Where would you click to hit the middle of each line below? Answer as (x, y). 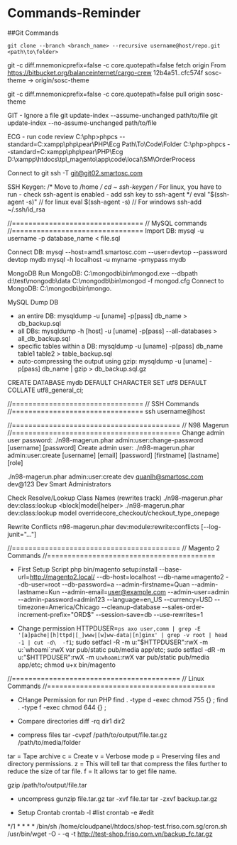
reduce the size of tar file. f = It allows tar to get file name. (92, 771)
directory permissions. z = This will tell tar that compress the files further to (117, 763)
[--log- (211, 526)
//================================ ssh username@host (106, 411)
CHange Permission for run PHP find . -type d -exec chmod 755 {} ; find (123, 699)
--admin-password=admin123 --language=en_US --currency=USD (115, 599)
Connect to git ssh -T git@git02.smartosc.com (75, 173)
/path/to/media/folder (49, 742)
